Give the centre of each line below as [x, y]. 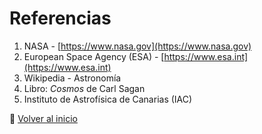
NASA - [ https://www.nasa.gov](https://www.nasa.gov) [137, 46]
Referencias [60, 18]
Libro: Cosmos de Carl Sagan [84, 88]
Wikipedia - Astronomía [72, 78]
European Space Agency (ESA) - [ [94, 56]
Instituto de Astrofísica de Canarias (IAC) [108, 99]
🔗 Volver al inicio [43, 118]
